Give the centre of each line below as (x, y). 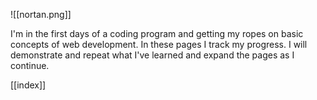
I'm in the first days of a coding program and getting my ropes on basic (157, 33)
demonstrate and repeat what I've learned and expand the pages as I (152, 55)
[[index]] (28, 85)
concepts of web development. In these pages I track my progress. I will (159, 44)
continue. (30, 65)
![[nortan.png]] (41, 14)
